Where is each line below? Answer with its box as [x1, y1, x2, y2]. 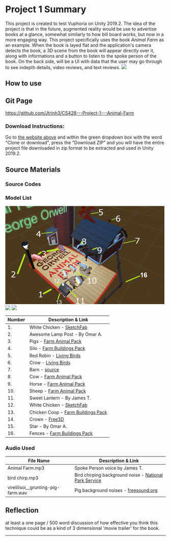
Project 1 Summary [5, 4, 87, 15]
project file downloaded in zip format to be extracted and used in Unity [5, 145, 154, 151]
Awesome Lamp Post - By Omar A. [30, 331, 103, 337]
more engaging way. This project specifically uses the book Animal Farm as [5, 37, 164, 43]
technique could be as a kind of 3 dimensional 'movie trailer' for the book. [5, 525, 160, 531]
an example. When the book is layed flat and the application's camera [5, 42, 152, 48]
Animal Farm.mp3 [7, 465, 45, 471]
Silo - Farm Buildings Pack [30, 345, 85, 351]
